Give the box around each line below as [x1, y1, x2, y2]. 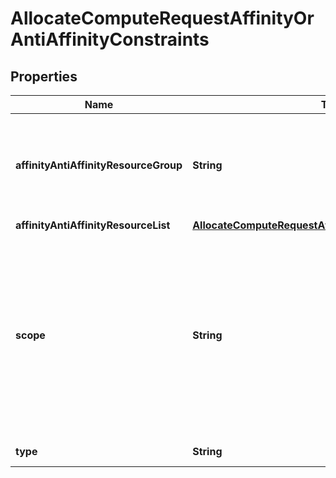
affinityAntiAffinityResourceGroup [15, 158, 183, 172]
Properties [10, 68, 78, 85]
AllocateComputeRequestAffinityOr [10, 7, 315, 30]
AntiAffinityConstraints [10, 28, 210, 51]
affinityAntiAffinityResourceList [15, 218, 171, 232]
